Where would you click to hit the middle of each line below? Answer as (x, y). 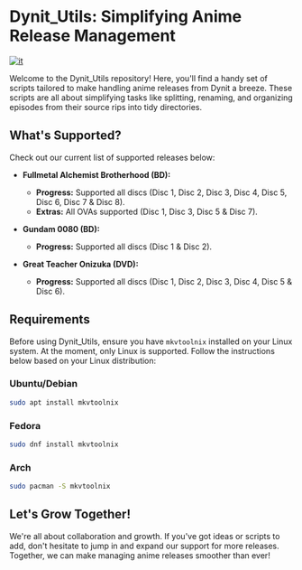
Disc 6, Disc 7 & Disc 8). (80, 201)
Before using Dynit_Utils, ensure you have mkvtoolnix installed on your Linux (151, 341)
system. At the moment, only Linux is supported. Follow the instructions (142, 350)
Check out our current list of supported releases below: (112, 157)
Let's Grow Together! (70, 514)
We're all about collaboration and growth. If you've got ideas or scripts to (145, 536)
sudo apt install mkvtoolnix (64, 402)
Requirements (50, 319)
